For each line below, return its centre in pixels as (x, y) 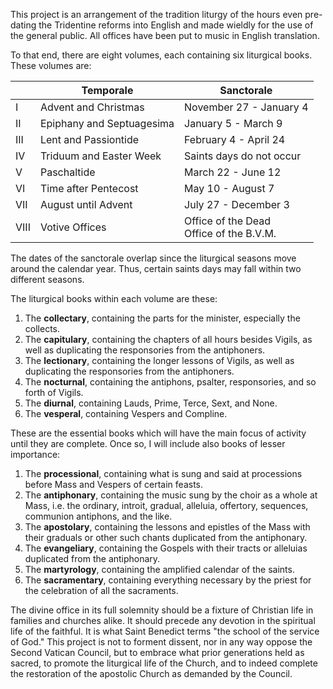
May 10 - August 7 (229, 188)
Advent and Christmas (92, 107)
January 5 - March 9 (233, 123)
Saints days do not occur (243, 156)
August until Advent (86, 204)
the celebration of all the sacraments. (101, 590)
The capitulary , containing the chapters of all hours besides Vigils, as (168, 339)
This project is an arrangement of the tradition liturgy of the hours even (156, 14)
